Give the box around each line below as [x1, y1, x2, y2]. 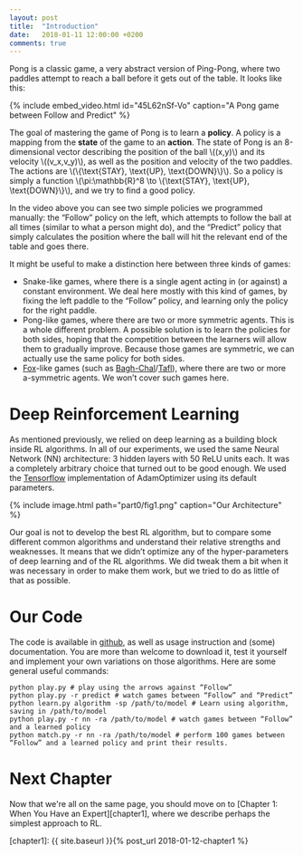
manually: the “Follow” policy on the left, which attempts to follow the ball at [9, 212, 292, 223]
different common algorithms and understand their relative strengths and [9, 536, 281, 548]
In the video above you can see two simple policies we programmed [9, 203, 263, 214]
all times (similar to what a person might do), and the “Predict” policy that [9, 222, 282, 233]
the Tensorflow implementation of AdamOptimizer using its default [9, 473, 257, 484]
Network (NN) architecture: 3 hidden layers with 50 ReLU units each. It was [9, 454, 290, 465]
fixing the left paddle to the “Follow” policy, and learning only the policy [22, 295, 289, 306]
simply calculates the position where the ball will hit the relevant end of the [9, 232, 288, 243]
